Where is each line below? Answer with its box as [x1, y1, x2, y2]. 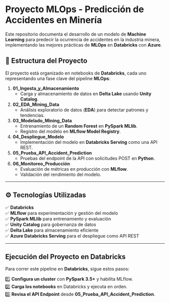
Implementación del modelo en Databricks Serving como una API [20, 139, 158, 145]
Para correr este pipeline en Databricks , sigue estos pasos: [5, 266, 130, 272]
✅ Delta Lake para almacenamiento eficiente [5, 227, 99, 233]
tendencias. [20, 112, 45, 118]
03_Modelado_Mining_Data [12, 118, 72, 124]
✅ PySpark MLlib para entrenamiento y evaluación [5, 215, 111, 221]
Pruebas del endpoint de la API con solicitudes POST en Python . [20, 155, 155, 161]
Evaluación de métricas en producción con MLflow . [20, 166, 128, 172]
